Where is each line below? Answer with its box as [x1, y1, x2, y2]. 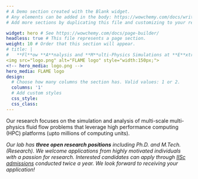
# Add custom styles [11, 90, 62, 96]
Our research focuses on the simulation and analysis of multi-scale [6, 117, 169, 124]
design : [6, 74, 25, 80]
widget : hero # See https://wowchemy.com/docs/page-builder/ [6, 30, 160, 36]
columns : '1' [11, 85, 44, 91]
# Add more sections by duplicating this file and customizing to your [6, 19, 186, 25]
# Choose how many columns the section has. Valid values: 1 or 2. [11, 79, 181, 85]
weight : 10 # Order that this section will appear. [6, 41, 136, 47]
